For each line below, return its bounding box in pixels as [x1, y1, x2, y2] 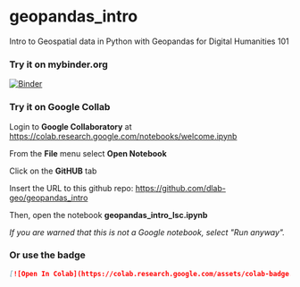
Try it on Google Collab [9, 101, 111, 114]
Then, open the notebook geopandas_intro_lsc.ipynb [9, 209, 208, 220]
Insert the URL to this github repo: [9, 182, 134, 193]
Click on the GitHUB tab [9, 165, 97, 176]
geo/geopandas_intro [9, 192, 88, 203]
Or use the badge [9, 249, 87, 261]
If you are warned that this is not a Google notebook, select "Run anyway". [9, 226, 286, 238]
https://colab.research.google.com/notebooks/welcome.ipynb [9, 131, 237, 141]
